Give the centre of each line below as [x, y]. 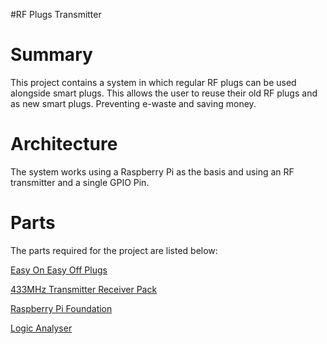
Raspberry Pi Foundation [61, 308]
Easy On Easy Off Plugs [59, 270]
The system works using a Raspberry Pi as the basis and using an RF [152, 171]
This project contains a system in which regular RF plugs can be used [153, 82]
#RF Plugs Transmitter [56, 14]
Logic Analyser [41, 328]
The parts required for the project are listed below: [114, 250]
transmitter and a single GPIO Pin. [80, 182]
